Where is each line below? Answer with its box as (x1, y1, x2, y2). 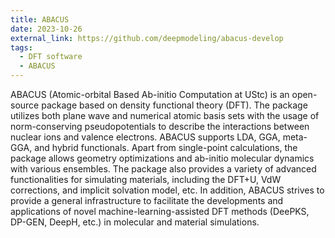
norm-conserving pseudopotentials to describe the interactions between (10, 121, 310, 132)
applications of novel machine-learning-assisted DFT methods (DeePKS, (10, 206, 310, 217)
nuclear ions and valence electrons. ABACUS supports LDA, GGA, (10, 131, 281, 143)
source (10, 99, 40, 111)
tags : (10, 42, 33, 53)
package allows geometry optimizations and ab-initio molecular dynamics (10, 152, 315, 164)
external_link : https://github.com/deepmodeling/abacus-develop (10, 33, 284, 43)
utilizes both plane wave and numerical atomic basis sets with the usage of (10, 110, 320, 121)
